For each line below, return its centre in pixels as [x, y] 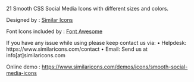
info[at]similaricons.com [36, 55]
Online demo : [23, 67]
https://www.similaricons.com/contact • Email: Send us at [77, 49]
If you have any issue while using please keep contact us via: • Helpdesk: [96, 43]
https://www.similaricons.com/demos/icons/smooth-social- [115, 67]
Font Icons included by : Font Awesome [54, 31]
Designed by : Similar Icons [40, 20]
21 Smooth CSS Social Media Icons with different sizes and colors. [87, 9]
